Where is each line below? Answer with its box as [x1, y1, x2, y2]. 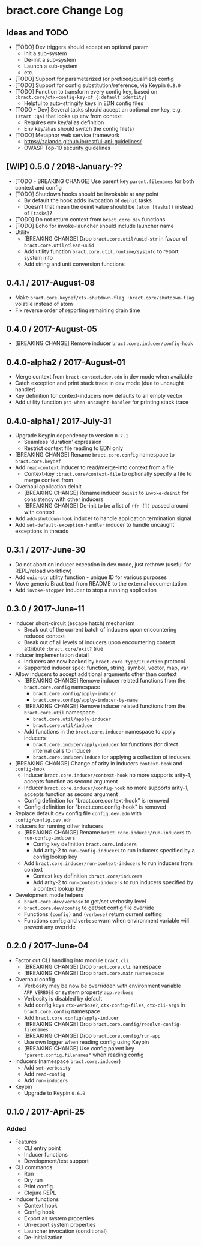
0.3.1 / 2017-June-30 [6, 545, 86, 555]
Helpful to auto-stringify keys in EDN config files [23, 100, 144, 107]
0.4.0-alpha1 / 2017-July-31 [6, 416, 112, 426]
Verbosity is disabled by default [23, 995, 103, 1002]
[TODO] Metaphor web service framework [14, 131, 120, 139]
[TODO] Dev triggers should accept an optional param [14, 43, 149, 50]
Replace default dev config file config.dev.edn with [14, 809, 142, 816]
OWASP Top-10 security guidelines [23, 145, 111, 151]
